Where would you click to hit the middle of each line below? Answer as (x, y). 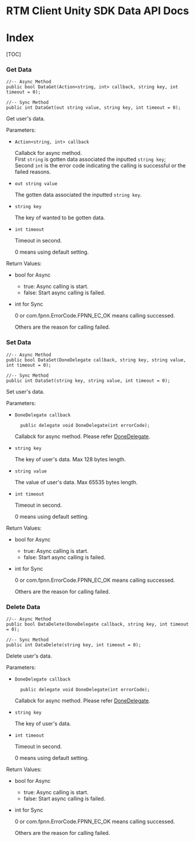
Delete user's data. (29, 656)
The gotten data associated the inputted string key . (78, 195)
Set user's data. (25, 391)
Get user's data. (26, 119)
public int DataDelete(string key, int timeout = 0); (74, 645)
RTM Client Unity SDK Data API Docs (97, 11)
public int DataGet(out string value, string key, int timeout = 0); (94, 108)
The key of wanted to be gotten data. (60, 218)
